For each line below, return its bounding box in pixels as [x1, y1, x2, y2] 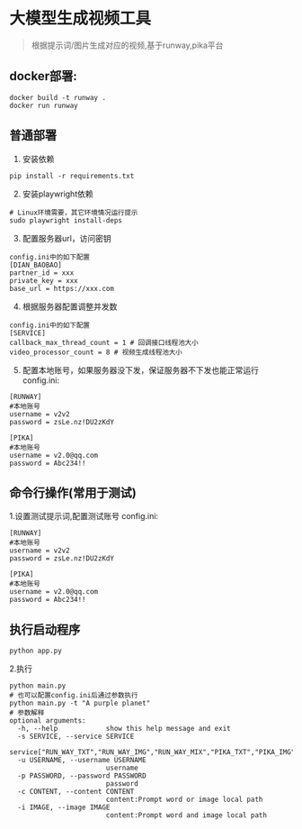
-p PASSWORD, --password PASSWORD [17, 771, 147, 780]
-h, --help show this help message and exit [17, 724, 231, 733]
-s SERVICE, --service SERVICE [17, 732, 135, 742]
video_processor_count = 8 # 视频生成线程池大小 [9, 348, 182, 357]
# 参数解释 [9, 708, 45, 717]
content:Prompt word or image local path [105, 795, 263, 805]
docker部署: [9, 68, 78, 84]
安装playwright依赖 [22, 188, 93, 199]
